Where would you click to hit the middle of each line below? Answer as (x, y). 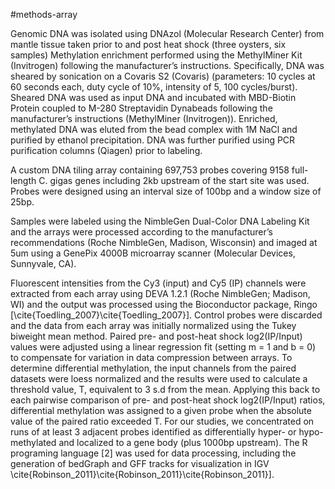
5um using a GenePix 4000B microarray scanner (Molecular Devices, (153, 253)
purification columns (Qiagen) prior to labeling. (106, 150)
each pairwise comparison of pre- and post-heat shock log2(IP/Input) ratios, (168, 400)
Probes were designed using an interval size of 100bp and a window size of (166, 191)
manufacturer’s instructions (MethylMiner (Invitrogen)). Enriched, (144, 118)
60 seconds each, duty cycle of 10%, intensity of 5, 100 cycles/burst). (154, 87)
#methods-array (44, 14)
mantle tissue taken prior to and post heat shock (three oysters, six (148, 44)
